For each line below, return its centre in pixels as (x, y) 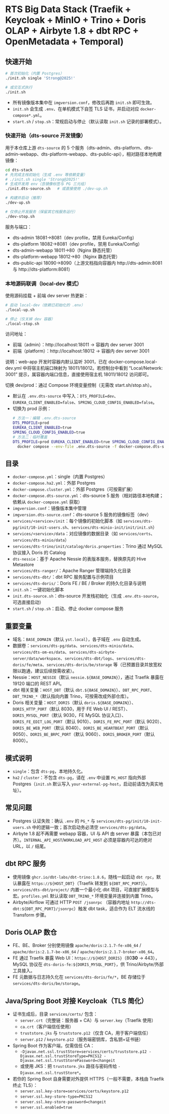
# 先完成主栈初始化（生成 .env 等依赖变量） (46, 175)
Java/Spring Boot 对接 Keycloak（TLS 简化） (76, 1001)
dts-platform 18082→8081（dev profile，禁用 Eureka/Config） (77, 244)
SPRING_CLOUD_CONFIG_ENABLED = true (49, 432)
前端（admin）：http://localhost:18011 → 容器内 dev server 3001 (78, 345)
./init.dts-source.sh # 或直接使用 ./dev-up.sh (57, 189)
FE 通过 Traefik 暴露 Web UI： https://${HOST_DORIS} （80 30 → (78, 958)
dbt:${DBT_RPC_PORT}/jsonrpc (43, 909)
